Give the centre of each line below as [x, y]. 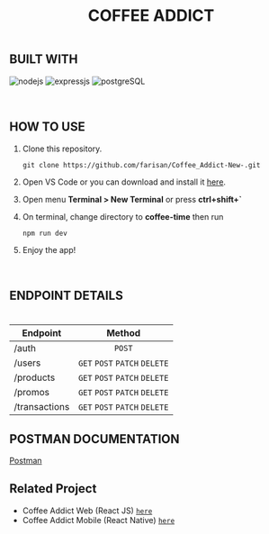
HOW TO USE [47, 127]
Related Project [53, 489]
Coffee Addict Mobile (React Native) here [99, 520]
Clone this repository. [62, 149]
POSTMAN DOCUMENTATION [94, 439]
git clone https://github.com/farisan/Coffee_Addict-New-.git [141, 165]
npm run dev [45, 233]
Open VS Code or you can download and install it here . [124, 182]
